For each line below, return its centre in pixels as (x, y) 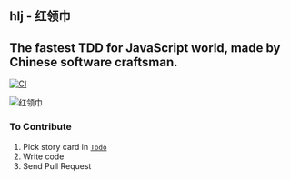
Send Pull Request (57, 165)
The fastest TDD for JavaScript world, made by (145, 48)
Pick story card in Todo (65, 146)
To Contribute (41, 127)
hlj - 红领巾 (40, 16)
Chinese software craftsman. (94, 62)
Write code (43, 156)
